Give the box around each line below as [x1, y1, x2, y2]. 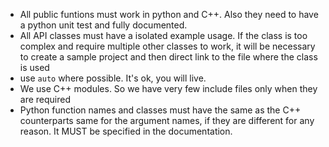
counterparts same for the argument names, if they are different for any [19, 115, 315, 126]
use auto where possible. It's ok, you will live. [19, 72, 207, 84]
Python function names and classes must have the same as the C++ [19, 104, 302, 116]
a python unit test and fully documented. [19, 19, 188, 31]
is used [19, 62, 50, 73]
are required [19, 94, 72, 105]
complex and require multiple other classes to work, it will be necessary [19, 40, 316, 52]
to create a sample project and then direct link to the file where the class [19, 51, 318, 63]
